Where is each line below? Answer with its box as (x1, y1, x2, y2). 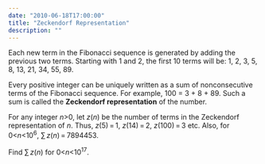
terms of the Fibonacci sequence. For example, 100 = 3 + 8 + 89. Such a (8, 89, 246, 98)
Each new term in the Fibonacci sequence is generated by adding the (8, 48, 236, 58)
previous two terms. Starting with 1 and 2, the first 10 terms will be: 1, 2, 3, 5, (8, 56, 258, 66)
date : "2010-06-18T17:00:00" (8, 11, 105, 20)
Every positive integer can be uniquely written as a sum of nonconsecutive (8, 80, 253, 90)
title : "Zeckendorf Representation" (8, 19, 130, 27)
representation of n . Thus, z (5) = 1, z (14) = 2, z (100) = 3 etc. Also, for (8, 120, 230, 131)
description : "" (8, 26, 62, 34)
